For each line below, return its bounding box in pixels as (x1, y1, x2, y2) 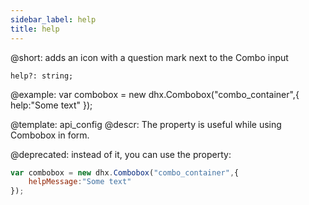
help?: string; (10, 71, 74, 81)
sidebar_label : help (10, 14, 97, 25)
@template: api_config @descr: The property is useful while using (10, 118, 282, 130)
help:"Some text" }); (10, 99, 93, 111)
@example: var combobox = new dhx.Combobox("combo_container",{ (10, 88, 300, 100)
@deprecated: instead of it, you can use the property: (10, 148, 232, 160)
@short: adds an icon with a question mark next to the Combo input (10, 51, 289, 63)
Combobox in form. (10, 129, 90, 141)
